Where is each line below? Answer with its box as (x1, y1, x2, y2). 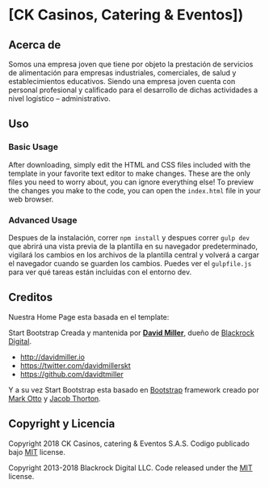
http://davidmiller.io (19, 352, 85, 362)
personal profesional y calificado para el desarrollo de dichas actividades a (8, 85, 258, 95)
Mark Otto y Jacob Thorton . (8, 393, 101, 403)
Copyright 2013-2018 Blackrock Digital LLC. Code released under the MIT (8, 463, 253, 473)
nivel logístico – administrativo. (8, 94, 111, 103)
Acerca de (8, 38, 61, 52)
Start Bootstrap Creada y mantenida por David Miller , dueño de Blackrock (8, 328, 254, 337)
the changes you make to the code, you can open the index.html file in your (8, 185, 261, 195)
